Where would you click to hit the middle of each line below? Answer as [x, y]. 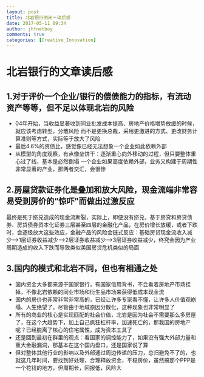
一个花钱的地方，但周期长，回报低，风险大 [68, 367]
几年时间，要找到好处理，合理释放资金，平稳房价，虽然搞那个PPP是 [111, 360]
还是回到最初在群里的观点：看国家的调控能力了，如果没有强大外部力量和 [105, 337]
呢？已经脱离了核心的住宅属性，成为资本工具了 [73, 330]
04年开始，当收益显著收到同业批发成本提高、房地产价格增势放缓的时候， [106, 123]
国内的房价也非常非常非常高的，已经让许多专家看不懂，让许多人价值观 [103, 299]
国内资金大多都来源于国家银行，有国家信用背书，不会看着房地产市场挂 [103, 284]
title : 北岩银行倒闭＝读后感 [39, 18]
